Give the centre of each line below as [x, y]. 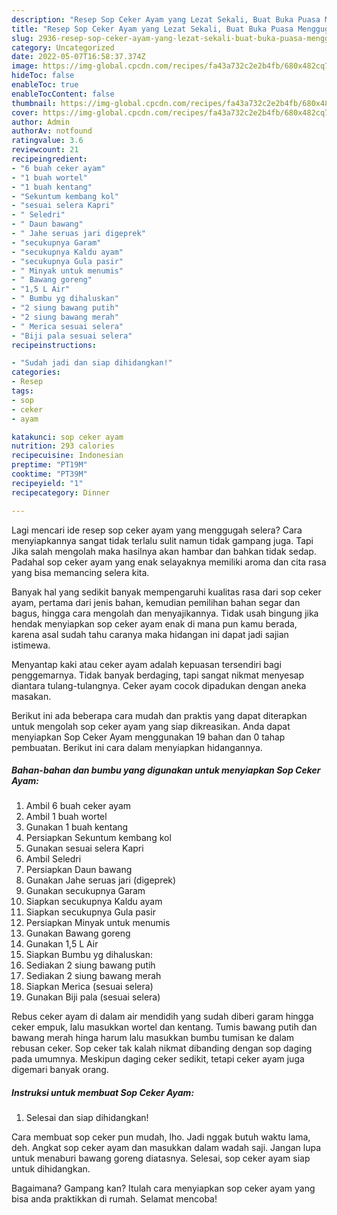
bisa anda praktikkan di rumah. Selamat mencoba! [114, 1199]
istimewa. [31, 645]
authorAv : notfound [52, 131]
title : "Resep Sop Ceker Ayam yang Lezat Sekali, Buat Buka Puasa [152, 29]
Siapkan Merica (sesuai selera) [89, 987]
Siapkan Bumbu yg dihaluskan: [89, 955]
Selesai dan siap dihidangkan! [87, 1118]
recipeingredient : [49, 159]
